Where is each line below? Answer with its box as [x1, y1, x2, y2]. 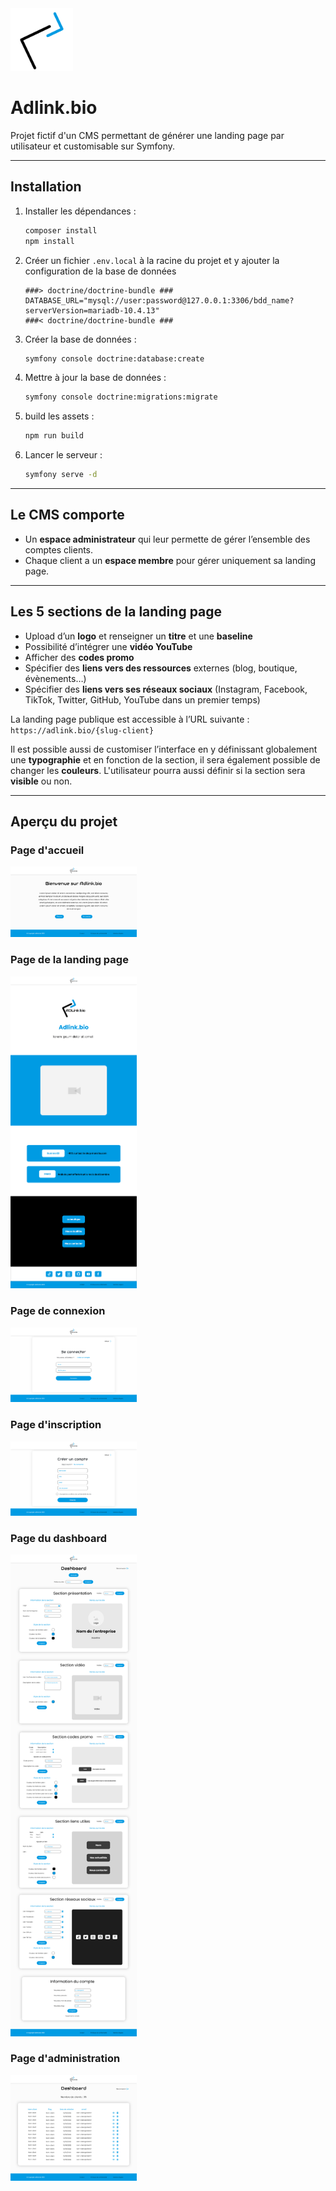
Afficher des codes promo [24, 651, 135, 663]
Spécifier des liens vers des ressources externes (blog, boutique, [24, 662, 298, 674]
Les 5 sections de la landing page [10, 603, 223, 621]
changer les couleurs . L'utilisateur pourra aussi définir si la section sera [10, 764, 306, 776]
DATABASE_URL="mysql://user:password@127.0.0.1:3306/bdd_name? [24, 295, 295, 306]
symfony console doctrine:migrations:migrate [24, 392, 218, 402]
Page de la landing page [10, 953, 129, 967]
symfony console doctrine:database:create [24, 353, 205, 364]
